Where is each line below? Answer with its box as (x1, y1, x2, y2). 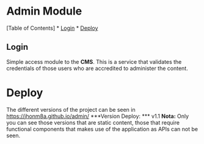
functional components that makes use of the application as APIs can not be (6, 125, 199, 132)
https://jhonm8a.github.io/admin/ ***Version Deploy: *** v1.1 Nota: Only (6, 112, 189, 120)
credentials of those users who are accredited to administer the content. (6, 64, 188, 72)
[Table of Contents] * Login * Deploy (6, 24, 98, 32)
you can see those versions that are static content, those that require (6, 118, 180, 126)
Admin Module (6, 4, 82, 18)
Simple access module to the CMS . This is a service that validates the (6, 58, 182, 65)
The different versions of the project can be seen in (6, 106, 136, 113)
